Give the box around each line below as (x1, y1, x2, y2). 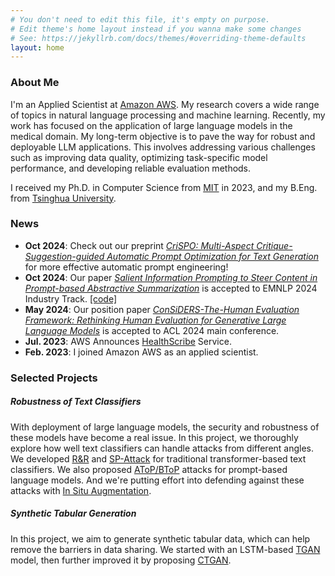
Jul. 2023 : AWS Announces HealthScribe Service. (24, 335, 232, 347)
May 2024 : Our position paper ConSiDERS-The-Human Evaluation (24, 303, 300, 315)
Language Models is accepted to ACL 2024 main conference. (24, 324, 280, 336)
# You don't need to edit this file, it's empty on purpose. (10, 14, 271, 25)
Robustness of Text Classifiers (10, 396, 142, 408)
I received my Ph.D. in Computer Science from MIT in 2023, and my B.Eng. (10, 181, 318, 193)
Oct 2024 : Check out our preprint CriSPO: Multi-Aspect (24, 239, 255, 251)
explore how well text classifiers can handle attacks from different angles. (10, 442, 315, 454)
